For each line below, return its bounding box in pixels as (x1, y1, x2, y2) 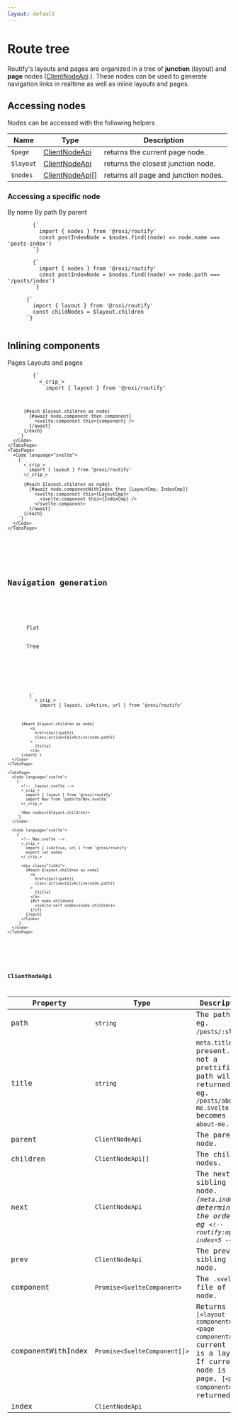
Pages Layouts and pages (7, 358, 83, 367)
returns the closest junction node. (103, 159, 216, 169)
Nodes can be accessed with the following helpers (7, 118, 155, 127)
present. (195, 1046, 231, 1056)
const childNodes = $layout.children (33, 308, 144, 315)
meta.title (195, 1039, 233, 1047)
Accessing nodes (7, 100, 86, 112)
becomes (195, 1111, 227, 1120)
